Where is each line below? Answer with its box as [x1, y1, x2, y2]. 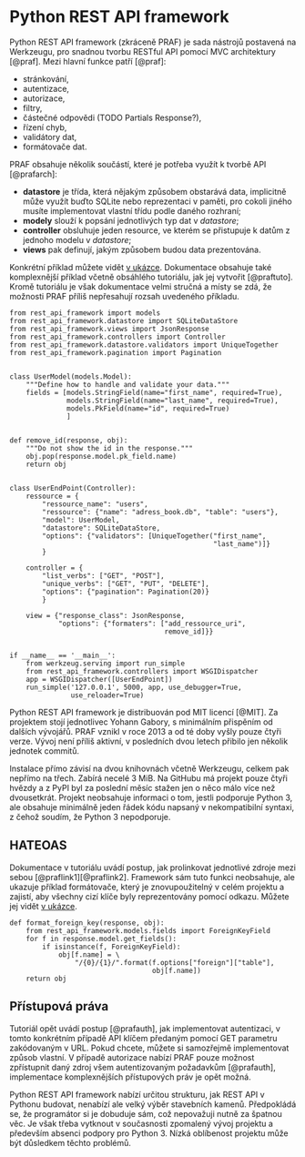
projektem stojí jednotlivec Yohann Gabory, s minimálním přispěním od [9, 716, 273, 727]
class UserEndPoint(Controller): [9, 483, 137, 492]
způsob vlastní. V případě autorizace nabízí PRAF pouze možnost [9, 1051, 255, 1062]
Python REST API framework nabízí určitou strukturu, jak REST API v [9, 1089, 266, 1100]
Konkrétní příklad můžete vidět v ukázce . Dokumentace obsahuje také [9, 261, 272, 272]
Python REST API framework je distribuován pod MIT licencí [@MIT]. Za [9, 706, 279, 717]
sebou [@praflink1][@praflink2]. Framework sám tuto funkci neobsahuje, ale [9, 871, 296, 882]
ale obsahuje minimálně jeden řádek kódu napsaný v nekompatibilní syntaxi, [9, 801, 295, 812]
